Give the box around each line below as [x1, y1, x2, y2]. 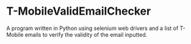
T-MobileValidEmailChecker [6, 4, 151, 18]
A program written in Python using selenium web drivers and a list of [6, 24, 179, 32]
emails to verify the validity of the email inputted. [24, 31, 148, 38]
